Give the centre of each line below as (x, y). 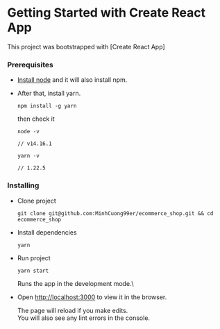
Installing (23, 185)
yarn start (33, 271)
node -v (28, 132)
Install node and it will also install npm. (72, 80)
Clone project (37, 201)
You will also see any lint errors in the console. (84, 318)
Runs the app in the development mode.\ (75, 283)
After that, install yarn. (49, 93)
